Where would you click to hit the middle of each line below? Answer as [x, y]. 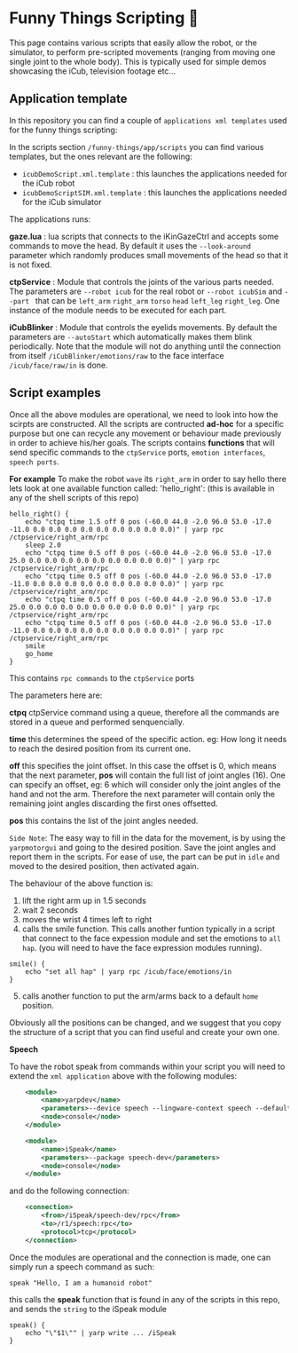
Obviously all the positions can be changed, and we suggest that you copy [145, 1022]
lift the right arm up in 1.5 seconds [84, 900]
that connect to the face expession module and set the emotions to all [152, 938]
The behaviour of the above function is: [81, 883]
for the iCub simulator [62, 202]
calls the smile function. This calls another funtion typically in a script [149, 929]
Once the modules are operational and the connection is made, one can [140, 1257]
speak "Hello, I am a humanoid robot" [81, 1283]
